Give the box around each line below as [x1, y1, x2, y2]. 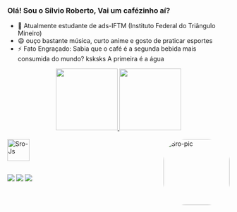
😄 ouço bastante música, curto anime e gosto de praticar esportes [17, 37, 213, 45]
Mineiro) [17, 29, 42, 37]
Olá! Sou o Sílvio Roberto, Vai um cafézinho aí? [7, 6, 171, 15]
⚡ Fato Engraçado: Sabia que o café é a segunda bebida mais [17, 44, 197, 53]
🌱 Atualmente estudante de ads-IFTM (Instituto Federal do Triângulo [17, 22, 216, 30]
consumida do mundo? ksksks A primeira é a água [17, 55, 164, 63]
